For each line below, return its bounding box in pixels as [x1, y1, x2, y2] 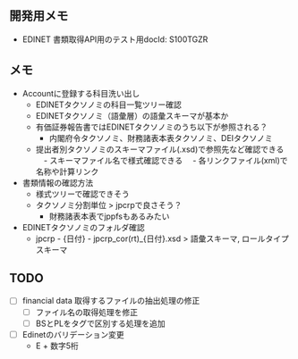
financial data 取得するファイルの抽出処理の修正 [21, 296, 200, 306]
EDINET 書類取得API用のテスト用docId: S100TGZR [21, 34, 209, 45]
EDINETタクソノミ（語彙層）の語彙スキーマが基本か [35, 110, 229, 121]
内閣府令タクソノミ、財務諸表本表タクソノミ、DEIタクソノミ [48, 132, 273, 143]
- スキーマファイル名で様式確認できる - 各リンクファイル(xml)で [43, 154, 288, 165]
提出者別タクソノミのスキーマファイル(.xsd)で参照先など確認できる [35, 144, 285, 154]
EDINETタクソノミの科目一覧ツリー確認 [35, 99, 182, 110]
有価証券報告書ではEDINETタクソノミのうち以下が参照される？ [35, 121, 268, 132]
